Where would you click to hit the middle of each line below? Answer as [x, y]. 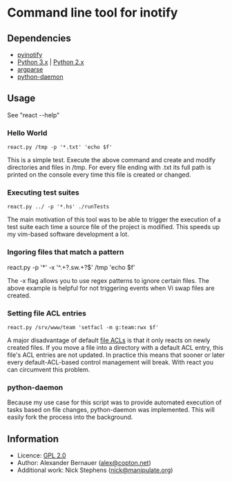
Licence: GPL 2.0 [41, 455]
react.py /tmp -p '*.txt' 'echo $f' [60, 147]
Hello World [27, 132]
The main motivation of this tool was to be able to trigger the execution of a [114, 219]
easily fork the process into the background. [70, 417]
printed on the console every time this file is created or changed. [99, 175]
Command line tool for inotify [93, 13]
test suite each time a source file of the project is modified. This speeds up [114, 227]
